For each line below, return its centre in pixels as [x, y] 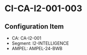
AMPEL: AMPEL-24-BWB [37, 48]
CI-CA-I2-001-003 [43, 9]
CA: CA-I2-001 [27, 38]
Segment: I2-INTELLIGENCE [40, 43]
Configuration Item [34, 27]
